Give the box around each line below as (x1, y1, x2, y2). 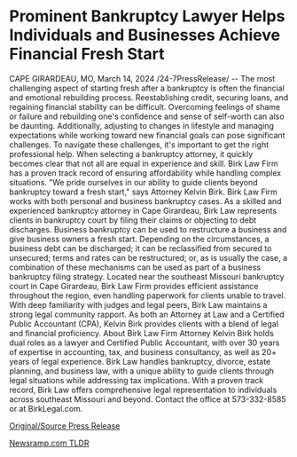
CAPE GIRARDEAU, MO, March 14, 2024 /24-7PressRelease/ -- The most (9, 73, 276, 83)
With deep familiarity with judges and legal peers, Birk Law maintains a (9, 299, 268, 310)
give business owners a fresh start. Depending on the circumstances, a (9, 233, 270, 244)
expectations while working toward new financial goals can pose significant (9, 130, 285, 140)
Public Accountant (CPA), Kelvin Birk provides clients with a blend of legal (9, 318, 279, 329)
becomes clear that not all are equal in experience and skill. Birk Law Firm (9, 158, 279, 169)
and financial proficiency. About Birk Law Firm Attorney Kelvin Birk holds (9, 327, 275, 338)
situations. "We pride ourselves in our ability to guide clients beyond (9, 177, 259, 187)
